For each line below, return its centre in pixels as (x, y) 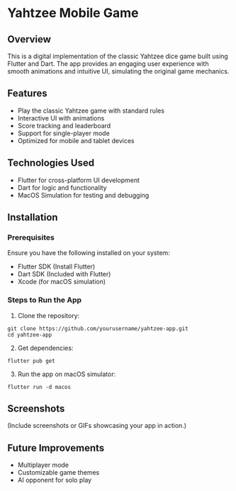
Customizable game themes (58, 473)
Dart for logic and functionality (62, 187)
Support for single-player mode (63, 133)
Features (27, 94)
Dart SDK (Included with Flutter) (64, 274)
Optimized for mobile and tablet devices (76, 140)
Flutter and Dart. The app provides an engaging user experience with (108, 64)
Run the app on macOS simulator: (67, 374)
